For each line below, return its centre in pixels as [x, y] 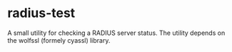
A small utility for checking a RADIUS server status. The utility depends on [116, 33]
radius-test [41, 13]
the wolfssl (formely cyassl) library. [59, 40]
